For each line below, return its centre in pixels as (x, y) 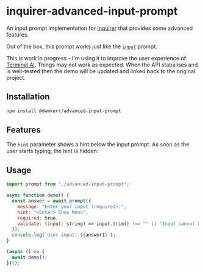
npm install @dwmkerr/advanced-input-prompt (64, 111)
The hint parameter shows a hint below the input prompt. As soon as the (98, 145)
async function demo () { (38, 195)
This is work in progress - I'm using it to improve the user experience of (96, 58)
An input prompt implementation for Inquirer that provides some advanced (100, 28)
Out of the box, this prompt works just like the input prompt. (82, 46)
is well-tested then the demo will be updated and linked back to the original (101, 71)
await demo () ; (30, 257)
